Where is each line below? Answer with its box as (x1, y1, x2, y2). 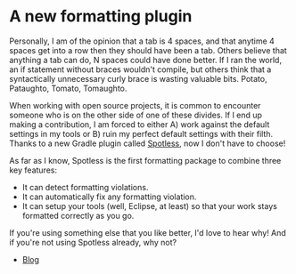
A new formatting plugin (9, 6, 193, 27)
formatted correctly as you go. (21, 210, 135, 221)
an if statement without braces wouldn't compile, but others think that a (9, 64, 272, 75)
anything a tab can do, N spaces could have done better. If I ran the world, (9, 54, 283, 65)
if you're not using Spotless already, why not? (9, 237, 177, 247)
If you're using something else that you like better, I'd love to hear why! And (9, 227, 287, 238)
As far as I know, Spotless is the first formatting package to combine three (9, 155, 282, 165)
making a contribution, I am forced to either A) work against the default (9, 118, 270, 130)
